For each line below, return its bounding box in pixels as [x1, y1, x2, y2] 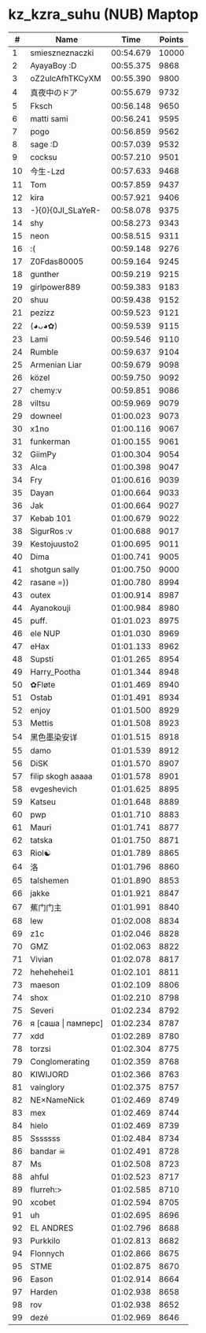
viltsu [30, 398, 50, 409]
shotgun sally [30, 564, 80, 575]
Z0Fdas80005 [30, 256, 84, 267]
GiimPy [30, 449, 57, 460]
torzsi [30, 1043, 51, 1054]
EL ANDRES [30, 1222, 74, 1233]
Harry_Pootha [30, 666, 81, 677]
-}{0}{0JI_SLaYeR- [30, 205, 101, 216]
